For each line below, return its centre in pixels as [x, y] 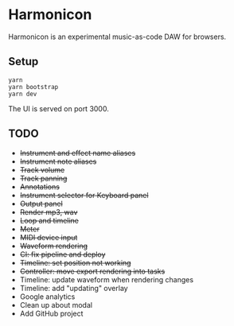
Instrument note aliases [58, 161]
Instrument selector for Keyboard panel [84, 195]
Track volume [42, 169]
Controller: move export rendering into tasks [92, 271]
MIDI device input [49, 237]
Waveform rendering [54, 246]
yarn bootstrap [33, 87]
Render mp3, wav [49, 212]
